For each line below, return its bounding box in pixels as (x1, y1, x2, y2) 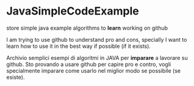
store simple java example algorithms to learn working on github (6, 24, 168, 31)
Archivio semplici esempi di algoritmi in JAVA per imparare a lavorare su (6, 54, 188, 61)
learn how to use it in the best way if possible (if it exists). (6, 42, 151, 50)
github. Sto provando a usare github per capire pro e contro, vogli (6, 61, 171, 68)
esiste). (6, 73, 25, 81)
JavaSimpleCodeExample (6, 4, 139, 18)
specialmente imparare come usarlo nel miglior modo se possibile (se (6, 67, 181, 74)
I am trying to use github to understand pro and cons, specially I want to (6, 36, 187, 43)
